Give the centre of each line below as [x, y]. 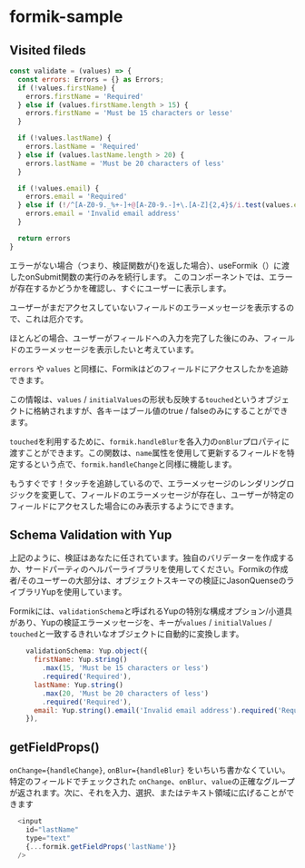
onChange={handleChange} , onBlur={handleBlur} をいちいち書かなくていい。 [150, 770]
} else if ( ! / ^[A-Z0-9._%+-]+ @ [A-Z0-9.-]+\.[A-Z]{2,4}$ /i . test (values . [156, 205]
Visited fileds [48, 50]
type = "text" [48, 838]
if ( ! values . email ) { [59, 188]
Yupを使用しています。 [84, 592]
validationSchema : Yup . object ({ [87, 651]
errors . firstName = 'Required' [85, 96]
